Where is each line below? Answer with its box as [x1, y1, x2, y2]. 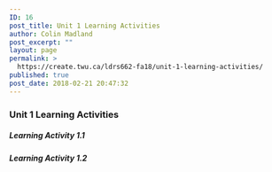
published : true [9, 71, 69, 80]
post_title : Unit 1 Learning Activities [9, 21, 161, 30]
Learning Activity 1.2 [9, 152, 88, 163]
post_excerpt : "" [9, 37, 74, 47]
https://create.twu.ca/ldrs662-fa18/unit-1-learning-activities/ [17, 63, 264, 72]
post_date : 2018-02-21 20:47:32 [9, 79, 128, 88]
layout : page [9, 46, 58, 55]
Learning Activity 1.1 [9, 130, 86, 141]
